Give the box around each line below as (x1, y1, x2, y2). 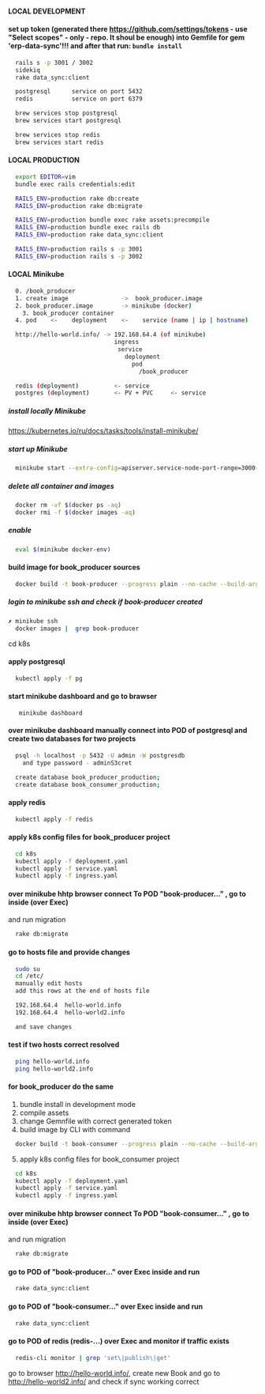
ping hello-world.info (15, 1057, 90, 1065)
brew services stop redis (15, 130, 101, 138)
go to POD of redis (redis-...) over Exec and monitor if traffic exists (8, 1336, 230, 1346)
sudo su (15, 965, 41, 973)
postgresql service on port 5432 (15, 88, 144, 96)
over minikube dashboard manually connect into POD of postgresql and (8, 726, 248, 735)
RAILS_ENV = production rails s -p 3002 (15, 252, 144, 260)
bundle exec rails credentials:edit (15, 180, 136, 188)
